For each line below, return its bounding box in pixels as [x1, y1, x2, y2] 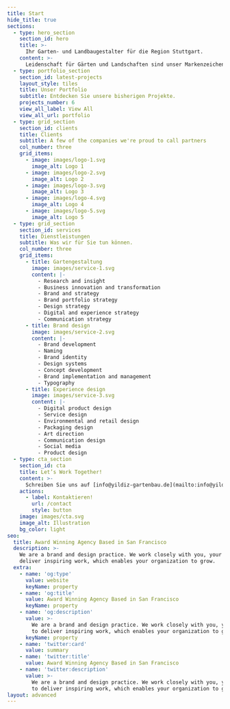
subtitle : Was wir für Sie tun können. [19, 239, 133, 247]
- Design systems [37, 360, 88, 367]
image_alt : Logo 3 [31, 188, 84, 195]
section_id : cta [19, 462, 66, 469]
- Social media [37, 443, 81, 450]
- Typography [37, 380, 75, 386]
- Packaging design [37, 424, 94, 431]
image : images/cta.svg [19, 513, 84, 520]
